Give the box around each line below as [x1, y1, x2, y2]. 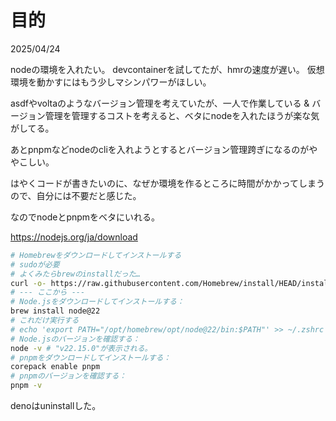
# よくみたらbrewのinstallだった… [10, 269, 141, 279]
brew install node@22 [10, 306, 101, 316]
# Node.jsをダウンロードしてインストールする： [10, 297, 185, 307]
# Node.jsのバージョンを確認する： [10, 334, 140, 344]
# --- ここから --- [10, 287, 86, 298]
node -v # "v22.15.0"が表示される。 [10, 343, 153, 353]
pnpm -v [10, 381, 43, 391]
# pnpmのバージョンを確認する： [10, 371, 127, 381]
